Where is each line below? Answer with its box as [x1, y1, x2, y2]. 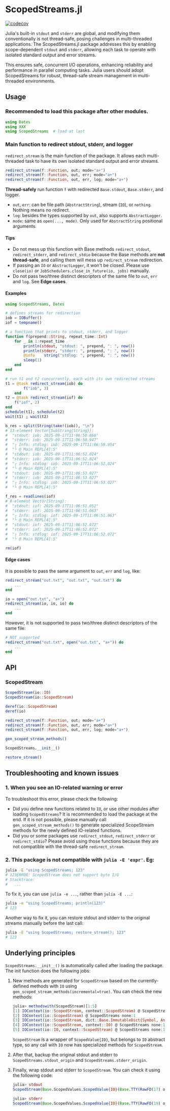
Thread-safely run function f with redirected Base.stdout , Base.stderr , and [5, 187, 163, 193]
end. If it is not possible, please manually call [12, 816, 107, 822]
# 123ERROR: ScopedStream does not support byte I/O [5, 872, 119, 878]
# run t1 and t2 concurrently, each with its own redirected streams [5, 376, 156, 381]
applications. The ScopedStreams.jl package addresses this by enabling [5, 41, 156, 47]
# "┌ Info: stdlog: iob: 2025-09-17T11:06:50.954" [5, 442, 117, 447]
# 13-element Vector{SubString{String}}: [5, 428, 94, 433]
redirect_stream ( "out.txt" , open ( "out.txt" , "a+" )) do [5, 640, 124, 645]
